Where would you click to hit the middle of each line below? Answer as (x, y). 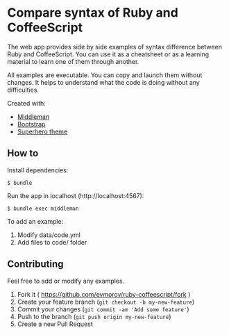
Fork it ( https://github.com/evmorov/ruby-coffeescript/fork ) (104, 294)
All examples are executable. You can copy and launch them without (105, 75)
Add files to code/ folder (52, 242)
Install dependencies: (38, 170)
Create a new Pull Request (55, 324)
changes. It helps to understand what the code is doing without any (103, 82)
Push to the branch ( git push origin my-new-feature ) (94, 316)
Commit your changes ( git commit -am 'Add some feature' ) (103, 309)
